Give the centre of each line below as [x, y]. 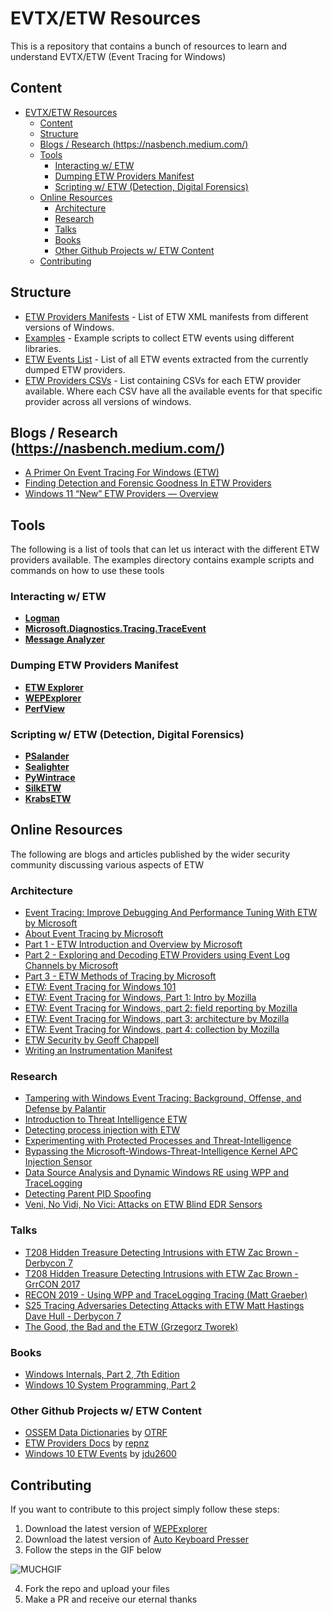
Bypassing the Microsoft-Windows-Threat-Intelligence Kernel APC [161, 1151]
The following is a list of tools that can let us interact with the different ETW [165, 549]
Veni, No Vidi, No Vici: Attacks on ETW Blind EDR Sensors [143, 1204]
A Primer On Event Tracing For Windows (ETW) [122, 473]
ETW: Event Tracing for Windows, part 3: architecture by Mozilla [157, 1019]
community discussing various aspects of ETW [107, 864]
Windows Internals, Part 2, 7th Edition [102, 1374]
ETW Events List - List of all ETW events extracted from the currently [166, 359]
